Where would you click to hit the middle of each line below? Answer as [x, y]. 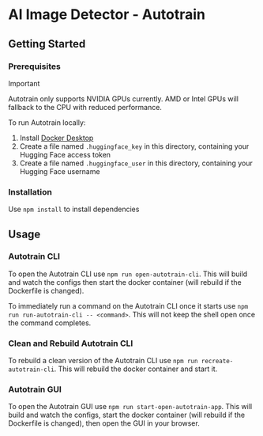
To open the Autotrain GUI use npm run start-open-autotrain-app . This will [130, 407]
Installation [30, 191]
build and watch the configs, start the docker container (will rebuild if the [127, 415]
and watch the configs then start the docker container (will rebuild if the [125, 282]
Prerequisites [34, 66]
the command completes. [50, 323]
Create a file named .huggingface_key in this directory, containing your [134, 146]
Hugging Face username [60, 171]
